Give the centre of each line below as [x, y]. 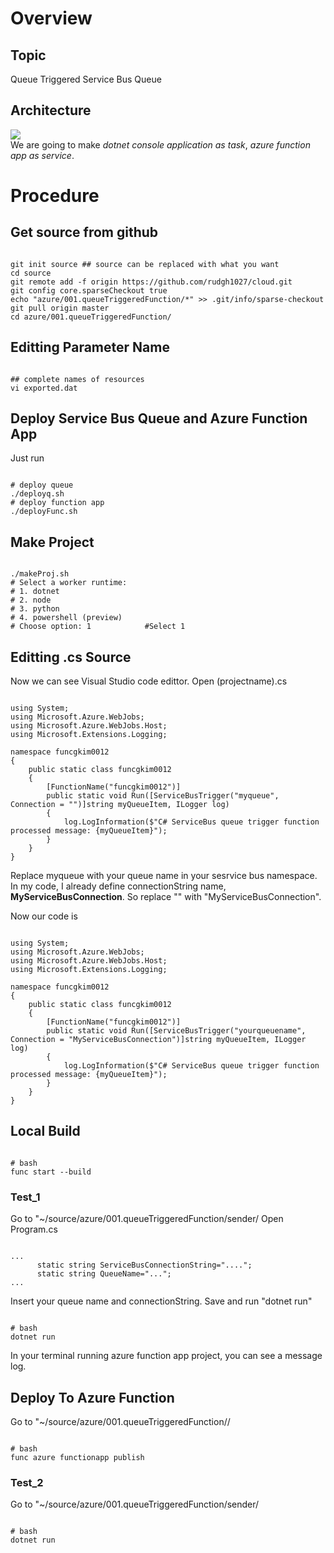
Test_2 [27, 1482]
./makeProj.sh [40, 574]
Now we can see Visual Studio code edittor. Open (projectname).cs [149, 681]
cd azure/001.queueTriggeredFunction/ [91, 317]
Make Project [52, 542]
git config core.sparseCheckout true [89, 290]
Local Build [45, 1131]
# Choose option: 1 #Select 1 [98, 627]
